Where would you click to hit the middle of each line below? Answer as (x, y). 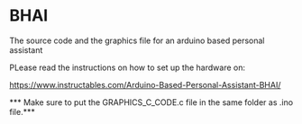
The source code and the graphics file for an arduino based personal (137, 40)
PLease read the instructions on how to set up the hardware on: (128, 67)
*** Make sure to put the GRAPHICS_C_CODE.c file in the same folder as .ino (151, 102)
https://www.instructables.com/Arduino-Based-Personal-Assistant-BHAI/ (145, 84)
